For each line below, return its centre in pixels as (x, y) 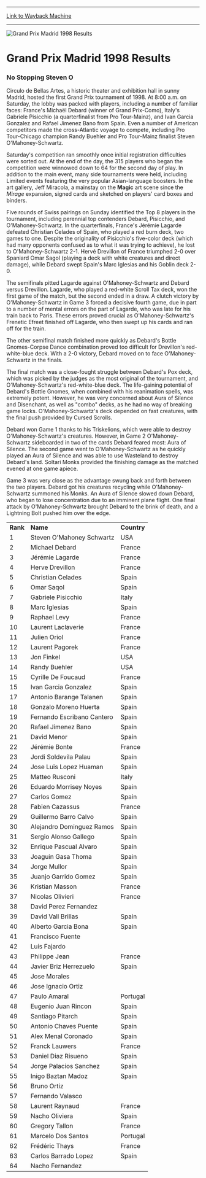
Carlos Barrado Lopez (62, 1156)
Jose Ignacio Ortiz (57, 986)
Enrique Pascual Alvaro (64, 847)
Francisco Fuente (55, 937)
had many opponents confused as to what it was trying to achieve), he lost (101, 245)
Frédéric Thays (52, 1146)
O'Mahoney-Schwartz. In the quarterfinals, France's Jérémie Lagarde (94, 225)
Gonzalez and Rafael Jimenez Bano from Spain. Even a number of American (102, 123)
